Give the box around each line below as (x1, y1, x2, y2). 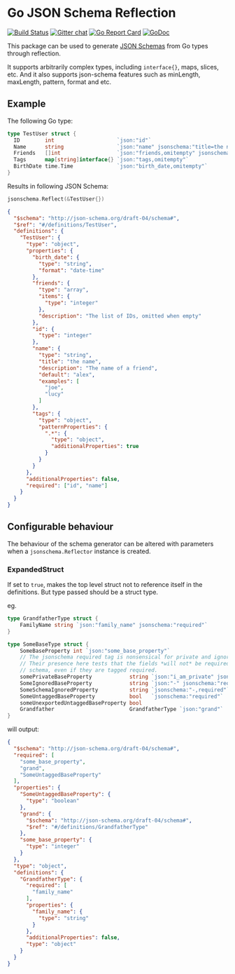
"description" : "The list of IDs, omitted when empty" (38, 312, 201, 320)
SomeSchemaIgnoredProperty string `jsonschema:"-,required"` (20, 686, 230, 694)
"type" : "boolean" (25, 797, 80, 804)
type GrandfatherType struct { (7, 615, 99, 622)
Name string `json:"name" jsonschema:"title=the (13, 143, 224, 150)
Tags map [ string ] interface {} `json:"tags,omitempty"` (13, 156, 190, 163)
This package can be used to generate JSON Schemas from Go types (7, 41, 208, 50)
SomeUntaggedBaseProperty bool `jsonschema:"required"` (20, 693, 224, 700)
